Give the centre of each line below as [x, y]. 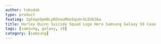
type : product [20, 15]
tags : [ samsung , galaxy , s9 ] [36, 29]
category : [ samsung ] [27, 33]
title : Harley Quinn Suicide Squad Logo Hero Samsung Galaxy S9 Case [81, 24]
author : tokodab [22, 10]
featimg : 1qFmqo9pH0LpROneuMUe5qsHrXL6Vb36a [53, 19]
